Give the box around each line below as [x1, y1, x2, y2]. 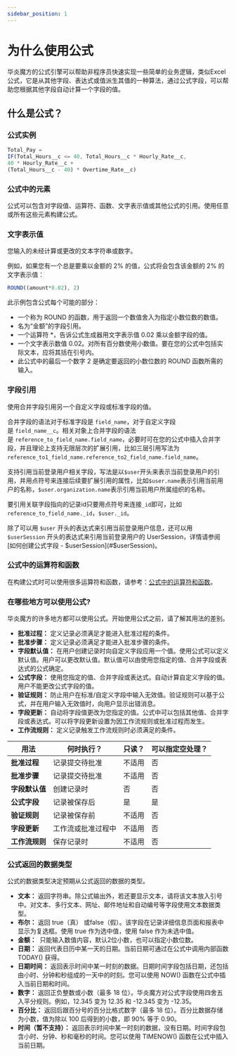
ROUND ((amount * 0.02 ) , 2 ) [7, 285, 80, 292]
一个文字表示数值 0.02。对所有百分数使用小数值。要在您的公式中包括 [17, 339, 218, 348]
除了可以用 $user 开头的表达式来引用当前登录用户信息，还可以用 [7, 523, 193, 532]
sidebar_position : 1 [7, 10, 68, 18]
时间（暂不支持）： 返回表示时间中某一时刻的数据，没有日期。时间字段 [17, 1024, 220, 1032]
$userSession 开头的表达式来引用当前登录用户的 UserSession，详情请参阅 [7, 532, 221, 541]
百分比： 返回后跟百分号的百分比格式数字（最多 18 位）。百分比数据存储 [17, 1006, 223, 1015]
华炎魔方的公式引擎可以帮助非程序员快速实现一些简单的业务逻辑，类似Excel [7, 67, 226, 76]
